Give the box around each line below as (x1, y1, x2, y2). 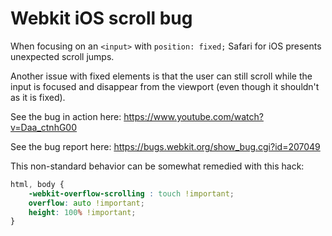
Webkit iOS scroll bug (10, 7, 193, 30)
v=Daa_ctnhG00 (10, 121, 78, 133)
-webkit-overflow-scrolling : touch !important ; (28, 188, 235, 199)
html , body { (10, 179, 65, 189)
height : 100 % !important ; (28, 207, 137, 217)
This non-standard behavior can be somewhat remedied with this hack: (10, 160, 305, 172)
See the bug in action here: (10, 110, 122, 122)
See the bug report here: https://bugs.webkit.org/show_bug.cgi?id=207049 (10, 140, 321, 152)
